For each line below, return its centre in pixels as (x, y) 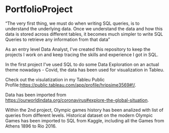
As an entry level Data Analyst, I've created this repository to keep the (78, 49)
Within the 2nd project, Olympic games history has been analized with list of (84, 110)
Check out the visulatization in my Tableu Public (55, 79)
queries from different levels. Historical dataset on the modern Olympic (79, 115)
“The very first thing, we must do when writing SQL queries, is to (72, 23)
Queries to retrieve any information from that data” (58, 39)
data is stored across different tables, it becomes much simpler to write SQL (84, 34)
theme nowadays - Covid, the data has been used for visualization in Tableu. (85, 70)
